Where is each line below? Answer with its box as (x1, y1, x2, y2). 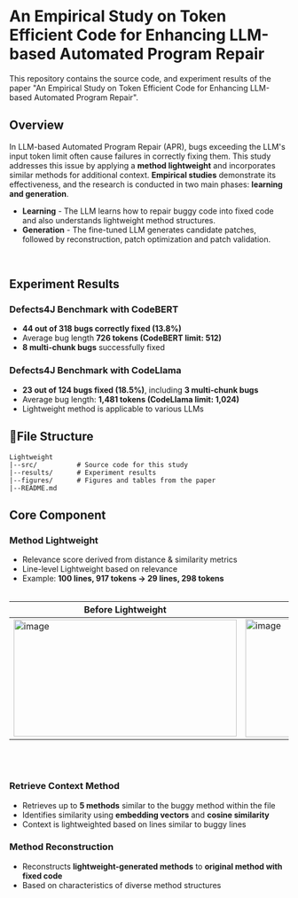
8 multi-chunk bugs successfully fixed (21, 342, 166, 353)
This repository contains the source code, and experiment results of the (9, 73, 272, 83)
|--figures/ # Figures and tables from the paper (9, 476, 216, 485)
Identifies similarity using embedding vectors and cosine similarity (21, 809, 271, 820)
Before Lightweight (83, 604, 167, 616)
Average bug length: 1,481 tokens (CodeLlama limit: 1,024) (21, 394, 239, 404)
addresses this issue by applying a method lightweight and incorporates (9, 160, 277, 170)
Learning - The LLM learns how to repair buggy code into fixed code (21, 206, 274, 216)
